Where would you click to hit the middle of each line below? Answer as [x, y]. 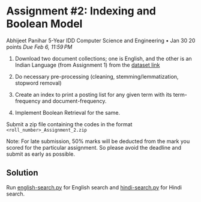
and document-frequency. [74, 101]
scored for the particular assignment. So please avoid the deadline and [94, 147]
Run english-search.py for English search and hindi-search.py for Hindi [94, 187]
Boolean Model [44, 24]
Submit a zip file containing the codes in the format [69, 124]
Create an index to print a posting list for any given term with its [93, 94]
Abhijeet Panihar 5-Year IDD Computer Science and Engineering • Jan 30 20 [101, 40]
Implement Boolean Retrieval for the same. [67, 112]
